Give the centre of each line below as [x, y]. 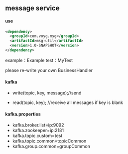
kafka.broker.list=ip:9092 [38, 125]
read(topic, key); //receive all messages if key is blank [68, 102]
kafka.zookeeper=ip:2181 [38, 130]
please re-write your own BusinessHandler [49, 70]
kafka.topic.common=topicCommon [49, 141]
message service [32, 8]
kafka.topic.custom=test [37, 136]
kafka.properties [23, 114]
